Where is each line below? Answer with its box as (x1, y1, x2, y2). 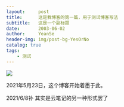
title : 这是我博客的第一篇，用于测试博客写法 (6, 14, 118, 20)
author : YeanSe (6, 31, 55, 37)
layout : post (6, 8, 49, 15)
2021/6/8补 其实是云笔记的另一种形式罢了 (6, 94, 108, 102)
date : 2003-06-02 (6, 25, 66, 32)
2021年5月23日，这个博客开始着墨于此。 (6, 81, 106, 88)
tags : (6, 48, 20, 54)
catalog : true (6, 42, 42, 48)
